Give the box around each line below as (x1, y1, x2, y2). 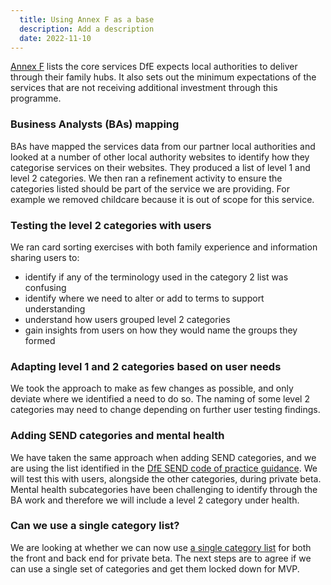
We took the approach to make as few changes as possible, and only (10, 382, 294, 395)
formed (24, 334, 56, 346)
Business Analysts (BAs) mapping (10, 117, 180, 131)
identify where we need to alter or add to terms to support (24, 292, 265, 304)
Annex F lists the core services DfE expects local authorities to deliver (10, 61, 298, 73)
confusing (24, 281, 67, 293)
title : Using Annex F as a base (19, 14, 155, 25)
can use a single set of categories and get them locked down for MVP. (10, 562, 300, 575)
